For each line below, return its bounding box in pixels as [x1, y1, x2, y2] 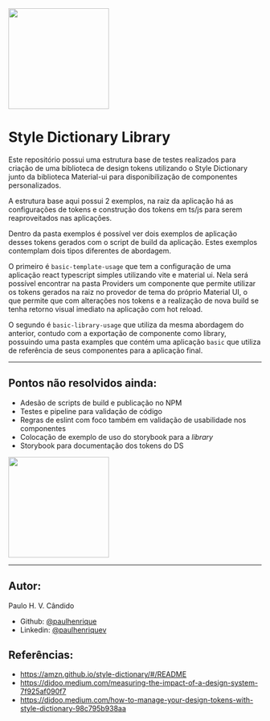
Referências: [8, 648, 74, 661]
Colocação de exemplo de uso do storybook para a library [19, 432, 214, 441]
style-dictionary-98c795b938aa [19, 704, 127, 714]
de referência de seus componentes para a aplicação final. [8, 346, 203, 355]
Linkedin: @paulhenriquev [19, 624, 107, 635]
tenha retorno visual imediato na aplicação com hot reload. [8, 304, 203, 313]
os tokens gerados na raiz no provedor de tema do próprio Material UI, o [8, 287, 247, 296]
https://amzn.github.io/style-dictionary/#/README [19, 669, 187, 679]
